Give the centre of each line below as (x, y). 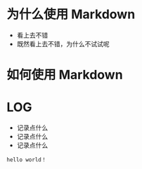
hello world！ (27, 160)
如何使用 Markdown (65, 75)
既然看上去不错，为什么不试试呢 (63, 43)
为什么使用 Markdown (71, 14)
